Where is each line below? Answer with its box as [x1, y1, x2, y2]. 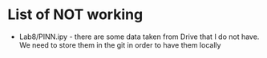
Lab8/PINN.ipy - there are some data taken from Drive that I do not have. [18, 32, 260, 41]
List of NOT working [7, 6, 144, 24]
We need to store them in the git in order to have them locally [18, 40, 221, 49]
